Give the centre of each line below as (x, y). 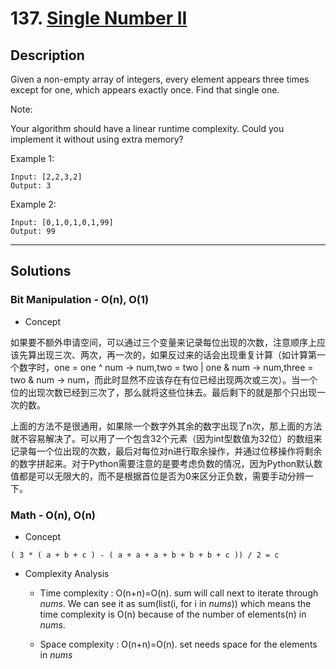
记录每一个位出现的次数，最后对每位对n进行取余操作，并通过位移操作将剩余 (166, 451)
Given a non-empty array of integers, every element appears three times (160, 79)
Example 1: (32, 158)
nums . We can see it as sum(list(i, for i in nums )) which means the (175, 603)
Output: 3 (31, 186)
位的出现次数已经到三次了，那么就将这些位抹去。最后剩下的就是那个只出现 (163, 392)
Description (47, 55)
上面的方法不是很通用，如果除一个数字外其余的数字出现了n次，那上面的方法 (166, 426)
